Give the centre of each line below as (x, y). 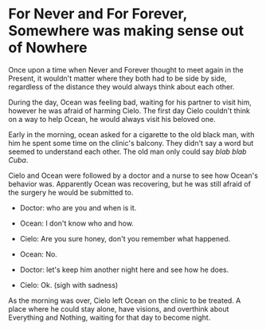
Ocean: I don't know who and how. (76, 223)
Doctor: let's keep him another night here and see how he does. (124, 269)
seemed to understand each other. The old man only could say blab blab (127, 151)
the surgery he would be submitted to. (71, 192)
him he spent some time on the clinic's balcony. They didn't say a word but (131, 143)
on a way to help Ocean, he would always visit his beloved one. (112, 119)
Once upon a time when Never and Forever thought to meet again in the (126, 69)
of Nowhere (48, 48)
